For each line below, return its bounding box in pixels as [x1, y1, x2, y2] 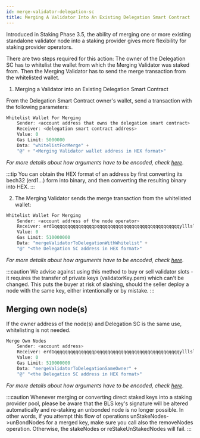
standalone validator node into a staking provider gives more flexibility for [6, 37, 187, 44]
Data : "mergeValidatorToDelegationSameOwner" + [17, 365, 137, 371]
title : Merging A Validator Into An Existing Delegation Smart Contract [6, 14, 190, 20]
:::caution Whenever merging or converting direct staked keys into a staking [6, 393, 192, 400]
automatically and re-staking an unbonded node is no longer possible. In [6, 406, 184, 413]
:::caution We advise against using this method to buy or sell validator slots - [6, 268, 193, 275]
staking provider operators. [6, 43, 73, 51]
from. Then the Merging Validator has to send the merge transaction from [6, 67, 186, 74]
